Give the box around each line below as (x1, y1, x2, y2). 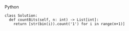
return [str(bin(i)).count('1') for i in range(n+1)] (13, 21, 125, 26)
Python (4, 4, 19, 10)
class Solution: (4, 13, 38, 18)
